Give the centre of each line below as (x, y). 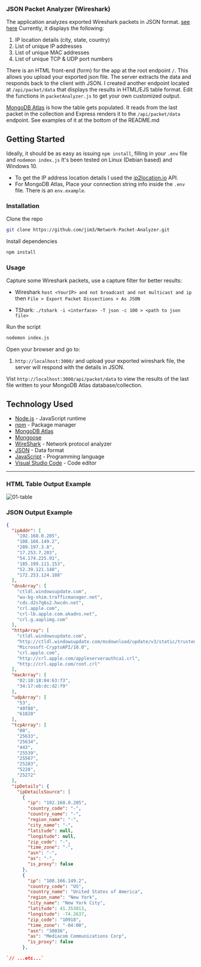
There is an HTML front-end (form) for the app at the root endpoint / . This (97, 71)
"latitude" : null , (51, 831)
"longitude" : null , (52, 836)
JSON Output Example (39, 513)
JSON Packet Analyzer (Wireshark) (58, 9)
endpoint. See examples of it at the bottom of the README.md (83, 120)
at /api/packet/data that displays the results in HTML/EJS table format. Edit (100, 90)
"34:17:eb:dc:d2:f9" (42, 687)
